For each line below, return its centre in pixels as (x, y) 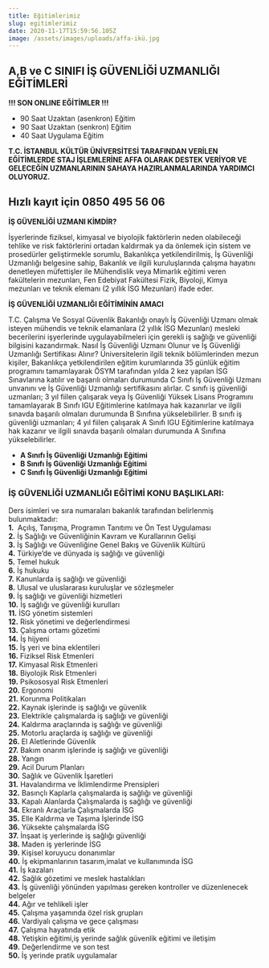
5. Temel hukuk (34, 562)
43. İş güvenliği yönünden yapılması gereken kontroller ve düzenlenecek (128, 887)
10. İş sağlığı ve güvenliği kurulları (64, 605)
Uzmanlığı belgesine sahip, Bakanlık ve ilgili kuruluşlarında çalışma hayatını (132, 263)
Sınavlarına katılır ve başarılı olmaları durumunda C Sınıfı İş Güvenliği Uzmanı (135, 379)
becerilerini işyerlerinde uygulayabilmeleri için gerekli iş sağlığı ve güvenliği (132, 337)
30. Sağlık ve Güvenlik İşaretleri (61, 776)
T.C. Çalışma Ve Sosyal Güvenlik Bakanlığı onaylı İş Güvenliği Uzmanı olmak (133, 320)
